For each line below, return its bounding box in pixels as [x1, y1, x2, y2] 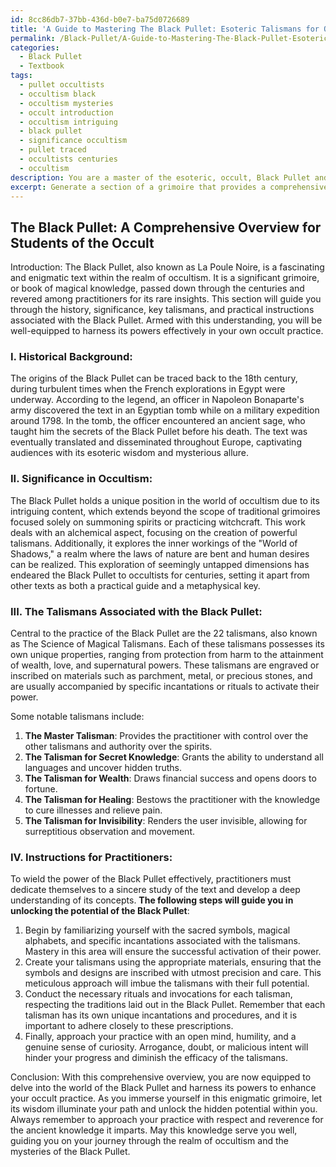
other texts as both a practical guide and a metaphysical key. [10, 579, 261, 591]
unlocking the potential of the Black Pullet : [10, 905, 190, 917]
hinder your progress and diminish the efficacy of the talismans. [24, 1052, 289, 1064]
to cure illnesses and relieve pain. [24, 804, 163, 816]
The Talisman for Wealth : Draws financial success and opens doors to [24, 772, 317, 785]
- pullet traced [19, 145, 87, 155]
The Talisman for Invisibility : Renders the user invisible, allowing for [24, 815, 308, 827]
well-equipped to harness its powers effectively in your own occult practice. [10, 325, 324, 337]
